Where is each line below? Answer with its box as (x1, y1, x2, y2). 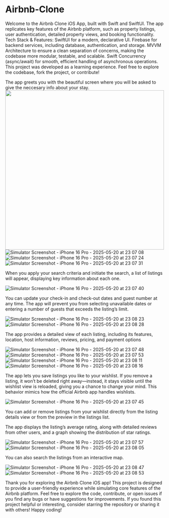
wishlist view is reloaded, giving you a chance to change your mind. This (5, 383, 157, 390)
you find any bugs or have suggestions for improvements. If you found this (5, 496, 161, 502)
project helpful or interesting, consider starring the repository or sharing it (5, 501, 160, 507)
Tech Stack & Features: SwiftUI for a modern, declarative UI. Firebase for (5, 37, 157, 43)
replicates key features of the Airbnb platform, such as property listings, (5, 25, 156, 32)
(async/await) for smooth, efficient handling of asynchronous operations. (5, 58, 158, 64)
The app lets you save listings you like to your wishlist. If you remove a (5, 372, 153, 378)
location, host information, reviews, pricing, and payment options (5, 336, 141, 343)
